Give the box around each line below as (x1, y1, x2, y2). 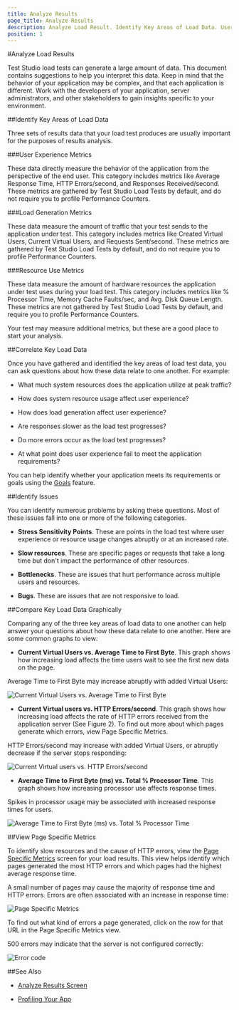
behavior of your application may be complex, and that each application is (7, 79, 224, 88)
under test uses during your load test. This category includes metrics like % (7, 288, 230, 296)
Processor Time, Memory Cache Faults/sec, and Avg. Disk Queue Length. (7, 295, 223, 303)
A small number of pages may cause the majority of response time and (7, 883, 216, 892)
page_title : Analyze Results (7, 17, 94, 24)
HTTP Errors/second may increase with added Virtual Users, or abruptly (7, 741, 218, 750)
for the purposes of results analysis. (7, 137, 113, 145)
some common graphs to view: (7, 635, 98, 643)
